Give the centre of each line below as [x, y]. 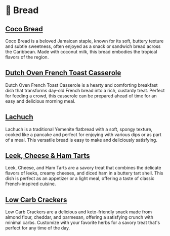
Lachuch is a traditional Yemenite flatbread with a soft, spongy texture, [79, 129]
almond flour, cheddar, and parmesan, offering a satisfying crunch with [79, 217]
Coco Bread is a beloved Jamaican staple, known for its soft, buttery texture [84, 41]
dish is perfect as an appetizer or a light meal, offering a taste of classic [80, 179]
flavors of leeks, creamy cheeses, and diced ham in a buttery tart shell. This [84, 173]
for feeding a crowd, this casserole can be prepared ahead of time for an [81, 96]
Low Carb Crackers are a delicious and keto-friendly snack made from [79, 212]
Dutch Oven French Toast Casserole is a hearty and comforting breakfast [81, 85]
